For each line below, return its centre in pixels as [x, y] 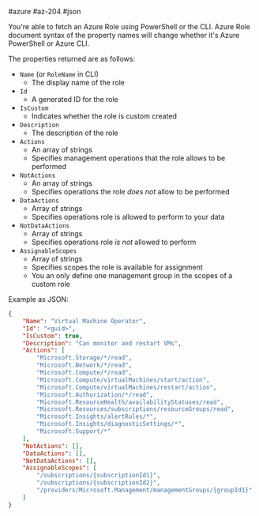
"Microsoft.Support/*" [74, 431]
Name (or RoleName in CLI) [59, 74]
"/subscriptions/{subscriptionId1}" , [98, 476]
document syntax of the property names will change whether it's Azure [124, 35]
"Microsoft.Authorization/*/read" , [95, 394]
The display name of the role [78, 83]
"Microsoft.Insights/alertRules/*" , [97, 417]
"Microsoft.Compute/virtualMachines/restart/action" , [127, 387]
